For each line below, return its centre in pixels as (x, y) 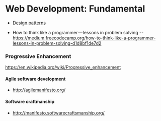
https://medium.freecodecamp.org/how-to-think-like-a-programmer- (84, 38)
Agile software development (35, 79)
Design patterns (29, 23)
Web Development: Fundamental (75, 9)
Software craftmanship (30, 102)
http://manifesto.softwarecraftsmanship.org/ (58, 113)
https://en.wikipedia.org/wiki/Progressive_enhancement (63, 67)
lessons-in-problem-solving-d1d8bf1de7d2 (57, 43)
